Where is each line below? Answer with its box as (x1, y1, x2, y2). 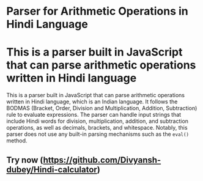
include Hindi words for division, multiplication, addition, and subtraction (6, 117, 188, 125)
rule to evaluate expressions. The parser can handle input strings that (6, 111, 182, 119)
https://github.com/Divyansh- (43, 155, 161, 165)
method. (6, 137, 28, 144)
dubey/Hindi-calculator (6, 164, 98, 175)
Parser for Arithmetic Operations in (6, 4, 188, 18)
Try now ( (6, 155, 44, 165)
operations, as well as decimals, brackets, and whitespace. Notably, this (6, 124, 188, 131)
